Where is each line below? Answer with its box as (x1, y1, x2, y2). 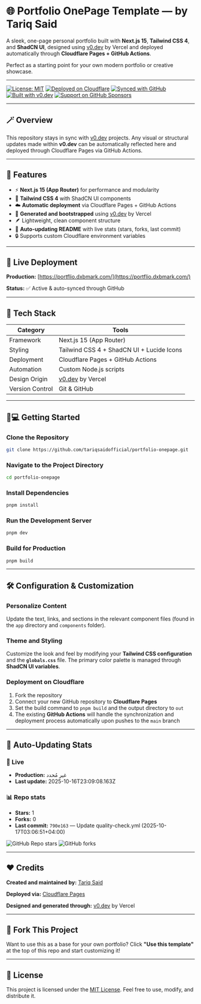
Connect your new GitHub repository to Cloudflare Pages (14, 698, 157, 705)
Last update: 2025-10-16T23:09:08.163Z (14, 778, 116, 785)
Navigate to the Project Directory (6, 461, 103, 469)
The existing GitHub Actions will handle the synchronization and (14, 710, 175, 718)
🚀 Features (6, 170, 47, 180)
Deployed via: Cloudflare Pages (6, 890, 86, 897)
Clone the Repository (6, 433, 69, 441)
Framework (9, 336, 41, 344)
